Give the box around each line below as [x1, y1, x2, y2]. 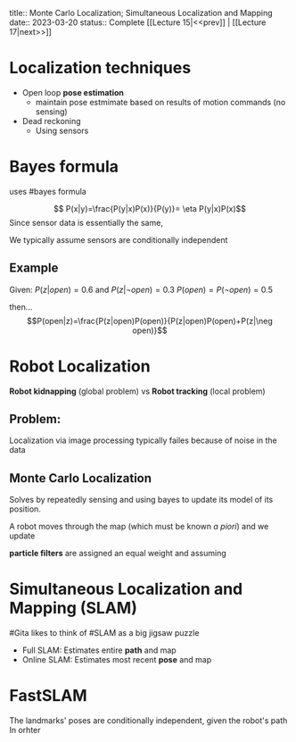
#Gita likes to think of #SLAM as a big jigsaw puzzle [9, 628, 200, 638]
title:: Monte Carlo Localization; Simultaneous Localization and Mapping [9, 8, 273, 18]
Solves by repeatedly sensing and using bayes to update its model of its [9, 495, 274, 505]
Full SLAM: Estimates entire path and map [21, 645, 177, 655]
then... [9, 301, 33, 312]
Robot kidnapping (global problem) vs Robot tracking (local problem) [9, 386, 266, 396]
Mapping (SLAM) [9, 598, 138, 619]
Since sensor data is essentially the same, [9, 217, 163, 228]
